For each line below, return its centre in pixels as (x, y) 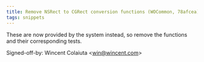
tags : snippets (25, 17)
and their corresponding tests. (44, 41)
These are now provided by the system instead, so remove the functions (97, 34)
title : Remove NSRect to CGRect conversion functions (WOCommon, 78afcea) (103, 12)
